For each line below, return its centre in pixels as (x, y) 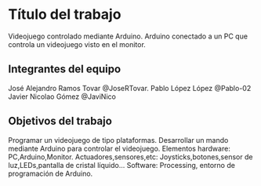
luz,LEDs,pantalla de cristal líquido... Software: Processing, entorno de (121, 165)
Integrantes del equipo (65, 69)
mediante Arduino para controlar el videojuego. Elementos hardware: (120, 148)
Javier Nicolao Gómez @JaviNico (62, 97)
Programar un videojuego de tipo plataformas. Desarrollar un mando (118, 140)
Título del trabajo (65, 15)
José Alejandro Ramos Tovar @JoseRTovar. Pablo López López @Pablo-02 (130, 88)
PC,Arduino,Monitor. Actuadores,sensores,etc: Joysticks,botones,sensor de (130, 157)
